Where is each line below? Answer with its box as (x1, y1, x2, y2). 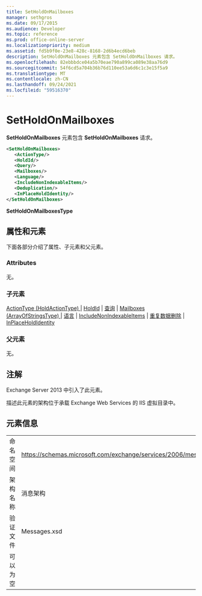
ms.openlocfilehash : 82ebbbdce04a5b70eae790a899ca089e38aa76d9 (6, 59, 168, 65)
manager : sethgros (6, 14, 52, 20)
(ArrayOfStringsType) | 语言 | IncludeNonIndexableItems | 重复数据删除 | (6, 312, 185, 319)
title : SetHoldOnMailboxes (6, 8, 74, 15)
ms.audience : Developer (6, 25, 66, 32)
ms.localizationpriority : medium (6, 43, 90, 49)
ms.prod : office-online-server (6, 37, 85, 43)
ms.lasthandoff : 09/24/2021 (6, 82, 77, 88)
